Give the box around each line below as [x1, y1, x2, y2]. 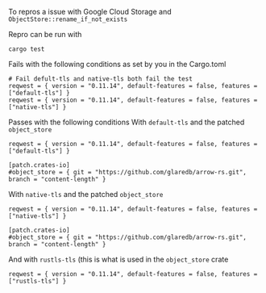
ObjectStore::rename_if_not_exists [8, 15, 128, 23]
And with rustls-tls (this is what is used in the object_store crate [8, 254, 229, 264]
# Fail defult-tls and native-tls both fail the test [8, 75, 193, 83]
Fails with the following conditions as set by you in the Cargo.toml [8, 60, 227, 69]
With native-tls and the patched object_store [8, 190, 164, 199]
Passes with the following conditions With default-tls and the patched [8, 117, 245, 127]
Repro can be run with [8, 30, 82, 39]
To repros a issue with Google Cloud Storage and [8, 7, 172, 16]
